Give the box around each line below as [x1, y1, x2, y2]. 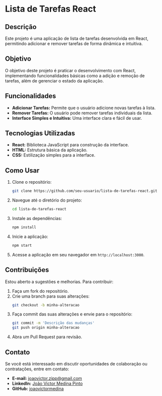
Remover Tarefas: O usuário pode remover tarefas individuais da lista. [12, 110, 152, 116]
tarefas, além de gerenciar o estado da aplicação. [5, 78, 104, 83]
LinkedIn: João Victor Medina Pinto [12, 380, 83, 386]
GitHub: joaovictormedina [12, 386, 64, 391]
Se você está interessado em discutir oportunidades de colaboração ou [5, 361, 147, 366]
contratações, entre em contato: [5, 366, 69, 372]
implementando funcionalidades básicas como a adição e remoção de [5, 73, 145, 79]
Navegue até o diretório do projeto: [12, 197, 82, 203]
